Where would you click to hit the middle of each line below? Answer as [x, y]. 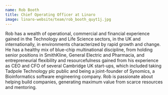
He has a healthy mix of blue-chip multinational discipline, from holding [79, 50]
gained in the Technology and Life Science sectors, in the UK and [73, 39]
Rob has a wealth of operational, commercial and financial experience [77, 34]
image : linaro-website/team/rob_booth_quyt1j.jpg [58, 19]
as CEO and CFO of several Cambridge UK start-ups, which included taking [83, 66]
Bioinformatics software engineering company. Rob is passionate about [79, 77]
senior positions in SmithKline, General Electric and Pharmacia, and [75, 55]
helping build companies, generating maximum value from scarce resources [84, 82]
